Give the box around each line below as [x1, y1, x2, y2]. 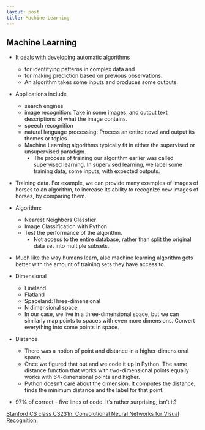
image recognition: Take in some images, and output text [24, 109, 168, 117]
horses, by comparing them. [15, 193, 87, 200]
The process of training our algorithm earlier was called [33, 155, 174, 162]
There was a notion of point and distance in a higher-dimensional [24, 347, 189, 355]
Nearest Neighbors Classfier [24, 216, 97, 224]
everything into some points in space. [24, 323, 119, 331]
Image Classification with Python [24, 223, 108, 230]
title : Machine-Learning [6, 15, 70, 21]
